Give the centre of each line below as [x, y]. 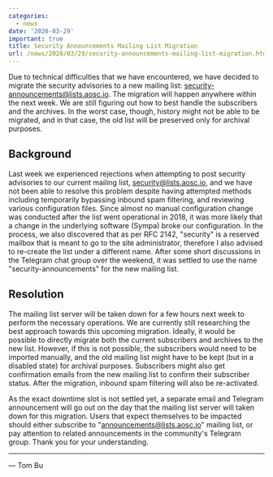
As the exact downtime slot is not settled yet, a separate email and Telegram [136, 398]
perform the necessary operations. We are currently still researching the [129, 323]
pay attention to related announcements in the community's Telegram [125, 433]
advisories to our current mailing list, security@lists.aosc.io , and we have [131, 182]
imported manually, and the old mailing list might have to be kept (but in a [131, 357]
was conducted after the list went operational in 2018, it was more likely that [135, 217]
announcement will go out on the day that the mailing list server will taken [131, 407]
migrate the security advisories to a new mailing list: [95, 85]
